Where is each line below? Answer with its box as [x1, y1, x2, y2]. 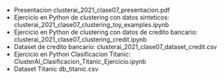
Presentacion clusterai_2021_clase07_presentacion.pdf [13, 6, 171, 14]
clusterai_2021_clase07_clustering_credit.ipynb [13, 35, 147, 44]
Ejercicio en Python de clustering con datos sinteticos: [13, 13, 170, 21]
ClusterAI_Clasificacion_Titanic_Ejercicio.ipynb [13, 58, 147, 65]
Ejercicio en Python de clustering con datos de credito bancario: [13, 28, 198, 36]
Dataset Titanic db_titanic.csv [13, 65, 98, 73]
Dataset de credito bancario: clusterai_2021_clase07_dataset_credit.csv [13, 43, 217, 51]
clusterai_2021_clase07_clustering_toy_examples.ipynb [13, 21, 169, 28]
